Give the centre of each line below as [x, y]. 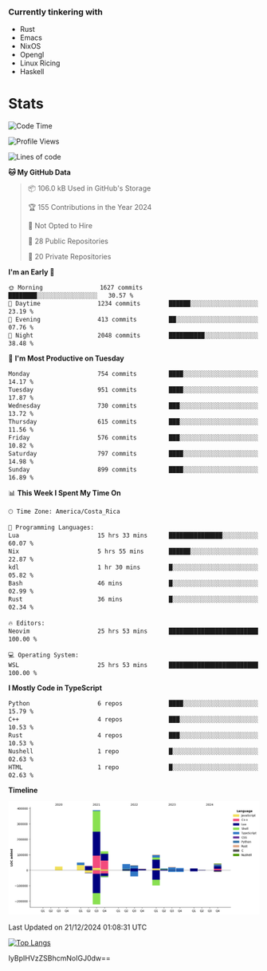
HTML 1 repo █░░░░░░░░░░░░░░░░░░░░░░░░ [133, 768]
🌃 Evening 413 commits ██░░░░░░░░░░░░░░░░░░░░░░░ [133, 320]
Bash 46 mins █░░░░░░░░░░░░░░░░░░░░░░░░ [133, 584]
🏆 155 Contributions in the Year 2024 [90, 207]
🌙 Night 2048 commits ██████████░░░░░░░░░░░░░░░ [133, 336]
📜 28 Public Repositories [68, 241]
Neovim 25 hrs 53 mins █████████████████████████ [133, 632]
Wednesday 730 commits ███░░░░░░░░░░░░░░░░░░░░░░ [133, 406]
